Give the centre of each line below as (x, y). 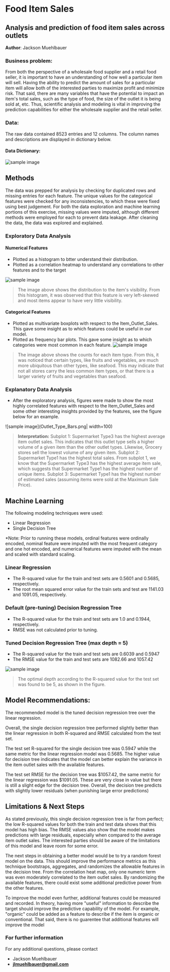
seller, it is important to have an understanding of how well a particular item (84, 77)
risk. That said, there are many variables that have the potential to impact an (85, 93)
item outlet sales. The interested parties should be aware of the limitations (83, 840)
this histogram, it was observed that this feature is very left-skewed (88, 295)
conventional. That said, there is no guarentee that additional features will (82, 919)
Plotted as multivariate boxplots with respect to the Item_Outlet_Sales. (86, 323)
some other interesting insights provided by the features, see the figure (87, 411)
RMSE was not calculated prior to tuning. (55, 629)
